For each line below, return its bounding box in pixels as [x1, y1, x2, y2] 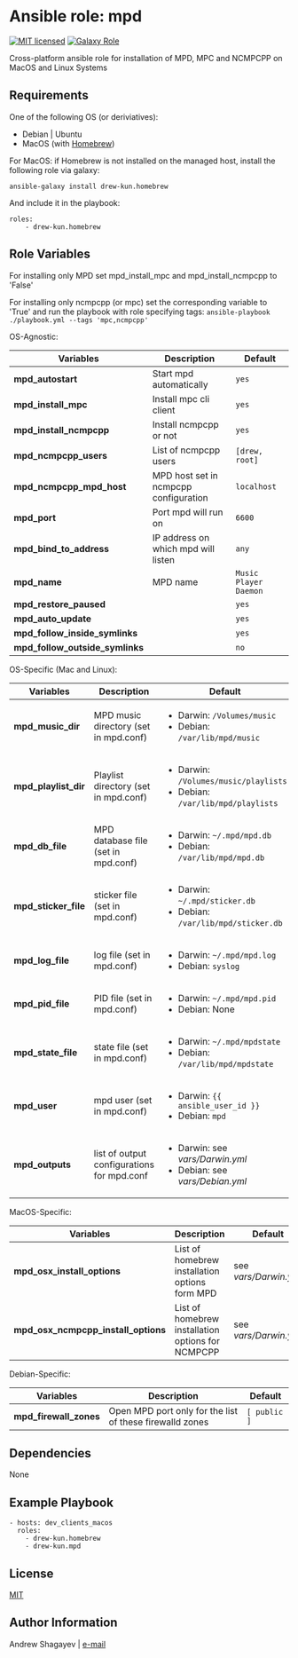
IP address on [152, 531, 210, 543]
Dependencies [9, 1445, 91, 1461]
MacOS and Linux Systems [9, 62, 108, 73]
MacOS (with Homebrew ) [21, 138, 115, 148]
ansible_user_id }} [177, 1101, 260, 1110]
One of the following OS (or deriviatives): [9, 111, 159, 122]
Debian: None [177, 1003, 235, 1015]
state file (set [93, 1040, 149, 1053]
